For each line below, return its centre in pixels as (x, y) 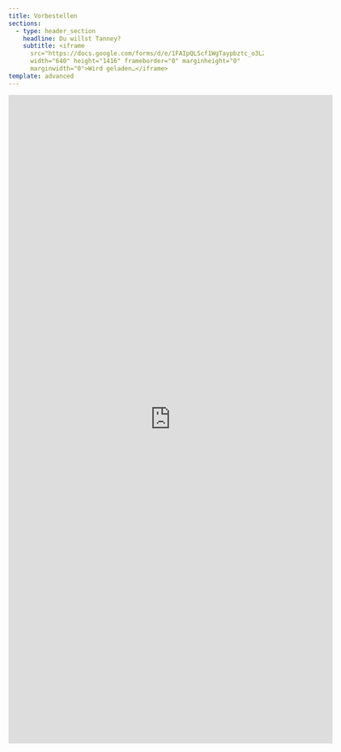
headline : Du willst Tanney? (72, 38)
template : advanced (41, 76)
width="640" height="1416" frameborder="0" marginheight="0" (135, 62)
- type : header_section (55, 31)
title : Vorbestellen (43, 16)
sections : (25, 23)
